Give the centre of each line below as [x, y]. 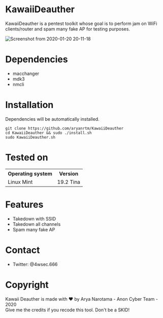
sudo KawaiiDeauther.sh [30, 137]
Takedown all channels [37, 224]
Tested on [27, 157]
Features [24, 204]
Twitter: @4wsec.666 [35, 264]
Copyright [27, 285]
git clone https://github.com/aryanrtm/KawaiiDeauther [64, 128]
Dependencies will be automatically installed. [53, 119]
